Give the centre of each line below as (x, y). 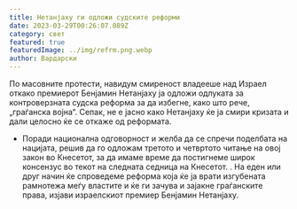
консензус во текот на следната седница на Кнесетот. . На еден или (151, 166)
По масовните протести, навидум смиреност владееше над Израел (138, 84)
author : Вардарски (43, 58)
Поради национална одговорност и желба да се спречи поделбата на (155, 139)
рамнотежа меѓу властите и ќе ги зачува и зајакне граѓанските (142, 186)
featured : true (37, 42)
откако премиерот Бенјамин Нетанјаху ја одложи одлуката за (126, 93)
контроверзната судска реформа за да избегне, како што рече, (129, 102)
